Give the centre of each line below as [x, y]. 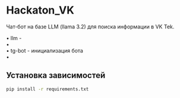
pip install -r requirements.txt [48, 89]
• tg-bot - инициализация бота [45, 50]
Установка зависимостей [56, 75]
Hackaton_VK [40, 10]
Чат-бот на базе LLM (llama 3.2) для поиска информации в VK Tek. [90, 27]
